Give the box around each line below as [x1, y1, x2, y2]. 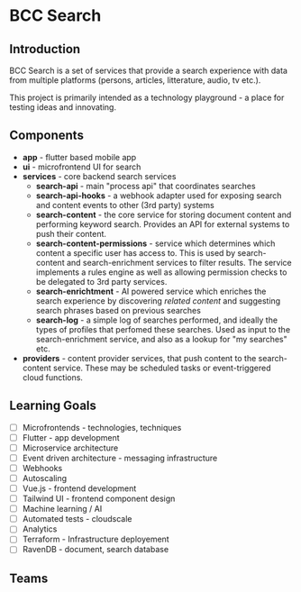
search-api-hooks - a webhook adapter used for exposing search [35, 190, 282, 201]
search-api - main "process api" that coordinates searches [35, 180, 256, 191]
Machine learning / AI [22, 504, 103, 515]
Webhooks [22, 462, 63, 473]
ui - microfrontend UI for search [22, 161, 141, 172]
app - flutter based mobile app [22, 151, 137, 162]
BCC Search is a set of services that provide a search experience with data [9, 65, 288, 76]
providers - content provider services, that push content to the [22, 352, 257, 363]
